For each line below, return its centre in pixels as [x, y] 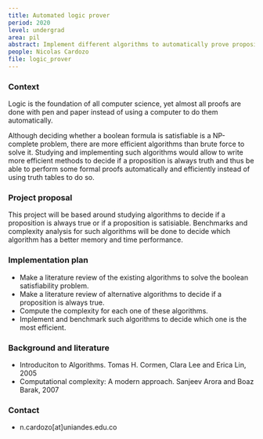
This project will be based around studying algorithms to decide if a [117, 215]
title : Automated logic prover [59, 15]
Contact [24, 410]
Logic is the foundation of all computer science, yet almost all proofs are [124, 104]
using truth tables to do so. [52, 177]
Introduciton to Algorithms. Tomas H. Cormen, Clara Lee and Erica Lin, [133, 365]
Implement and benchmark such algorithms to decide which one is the [133, 319]
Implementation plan [48, 260]
